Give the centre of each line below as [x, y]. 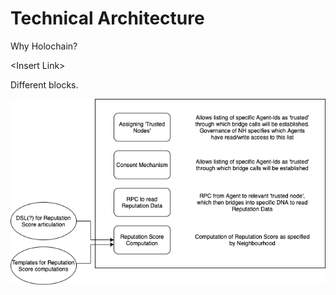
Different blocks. [44, 84]
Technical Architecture [107, 18]
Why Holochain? [44, 46]
